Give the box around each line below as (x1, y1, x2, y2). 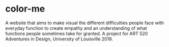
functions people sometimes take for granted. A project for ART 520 (5, 30, 148, 36)
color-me (5, 3, 45, 15)
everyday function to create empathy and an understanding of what (5, 25, 147, 31)
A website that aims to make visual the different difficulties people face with (5, 20, 164, 26)
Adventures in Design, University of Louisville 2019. (5, 36, 114, 42)
